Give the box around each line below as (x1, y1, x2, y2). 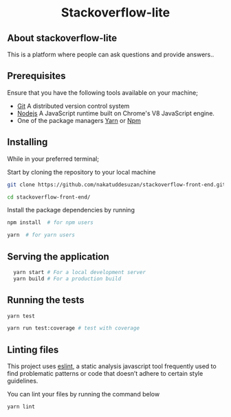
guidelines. (7, 376, 38, 385)
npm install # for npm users (7, 219, 94, 226)
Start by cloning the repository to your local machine (7, 168, 156, 176)
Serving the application (7, 251, 110, 262)
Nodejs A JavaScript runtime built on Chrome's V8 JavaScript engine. (16, 109, 215, 117)
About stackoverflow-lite (7, 32, 118, 44)
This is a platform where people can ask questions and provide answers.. (7, 50, 214, 58)
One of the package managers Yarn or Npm (16, 116, 141, 124)
